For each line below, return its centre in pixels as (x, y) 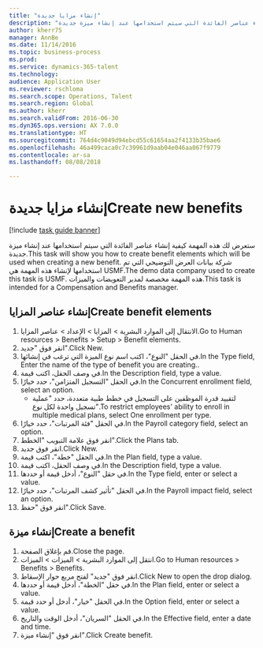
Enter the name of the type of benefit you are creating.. (110, 365)
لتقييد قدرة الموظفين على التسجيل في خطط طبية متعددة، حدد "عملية (134, 398)
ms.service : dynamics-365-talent (64, 67)
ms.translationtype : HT (48, 133)
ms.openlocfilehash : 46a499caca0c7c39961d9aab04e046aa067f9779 (115, 148)
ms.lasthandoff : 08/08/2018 (55, 163)
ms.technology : (34, 74)
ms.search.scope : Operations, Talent (71, 96)
